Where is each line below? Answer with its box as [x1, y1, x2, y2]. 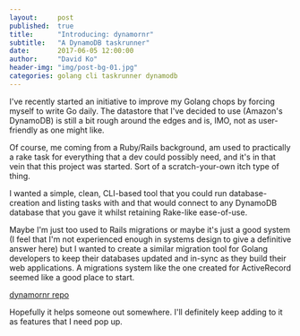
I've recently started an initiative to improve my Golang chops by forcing [9, 96, 275, 107]
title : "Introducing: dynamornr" [9, 30, 154, 39]
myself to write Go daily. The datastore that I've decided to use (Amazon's [9, 105, 284, 116]
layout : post [9, 13, 74, 22]
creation [9, 197, 40, 208]
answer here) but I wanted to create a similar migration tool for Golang [9, 243, 269, 254]
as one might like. [39, 125, 105, 135]
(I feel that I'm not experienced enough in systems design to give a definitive [9, 234, 292, 245]
